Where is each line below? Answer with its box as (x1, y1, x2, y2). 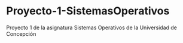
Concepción (6, 30, 36, 37)
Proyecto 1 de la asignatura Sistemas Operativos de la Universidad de (6, 24, 178, 31)
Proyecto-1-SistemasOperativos (6, 4, 170, 18)
